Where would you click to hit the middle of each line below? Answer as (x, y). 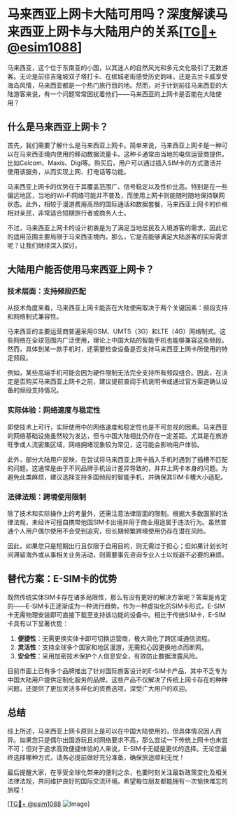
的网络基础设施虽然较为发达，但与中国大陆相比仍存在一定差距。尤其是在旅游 (117, 435)
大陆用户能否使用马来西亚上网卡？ (81, 270)
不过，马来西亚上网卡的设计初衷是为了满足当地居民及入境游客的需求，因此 (114, 227)
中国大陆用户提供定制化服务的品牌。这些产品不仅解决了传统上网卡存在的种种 (117, 680)
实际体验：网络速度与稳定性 (54, 410)
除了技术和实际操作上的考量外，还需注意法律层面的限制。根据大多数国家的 (114, 514)
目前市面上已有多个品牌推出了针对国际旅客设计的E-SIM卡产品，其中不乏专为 (117, 670)
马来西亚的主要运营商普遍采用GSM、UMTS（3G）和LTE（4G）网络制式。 (114, 331)
